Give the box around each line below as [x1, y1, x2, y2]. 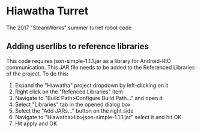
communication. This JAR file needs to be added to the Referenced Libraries [6, 64, 195, 71]
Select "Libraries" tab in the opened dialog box [14, 101, 131, 108]
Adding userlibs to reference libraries [6, 41, 149, 52]
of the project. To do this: [6, 70, 69, 77]
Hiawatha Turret [6, 4, 89, 18]
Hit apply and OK [14, 120, 58, 127]
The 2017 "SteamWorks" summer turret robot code [6, 24, 132, 31]
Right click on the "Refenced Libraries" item [14, 88, 123, 95]
